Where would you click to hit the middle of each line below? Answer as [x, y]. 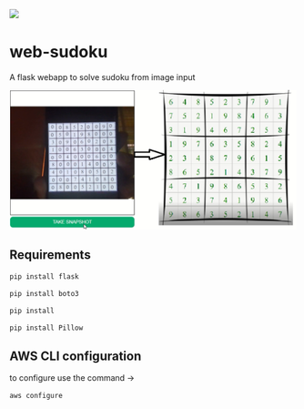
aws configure [36, 396]
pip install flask [44, 277]
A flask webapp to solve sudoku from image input [102, 77]
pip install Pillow [46, 328]
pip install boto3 [44, 294]
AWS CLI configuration [76, 356]
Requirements [50, 255]
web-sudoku [59, 52]
